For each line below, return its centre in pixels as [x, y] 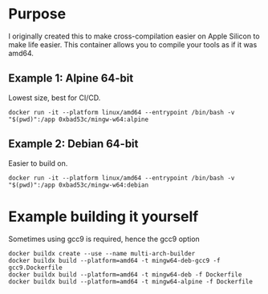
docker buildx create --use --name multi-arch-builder [102, 253]
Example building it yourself [104, 216]
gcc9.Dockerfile [35, 268]
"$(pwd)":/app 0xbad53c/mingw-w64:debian [79, 185]
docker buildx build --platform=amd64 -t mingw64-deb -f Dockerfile [125, 274]
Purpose [37, 14]
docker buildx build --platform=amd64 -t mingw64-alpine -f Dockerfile [130, 281]
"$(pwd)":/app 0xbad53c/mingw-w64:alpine [79, 119]
